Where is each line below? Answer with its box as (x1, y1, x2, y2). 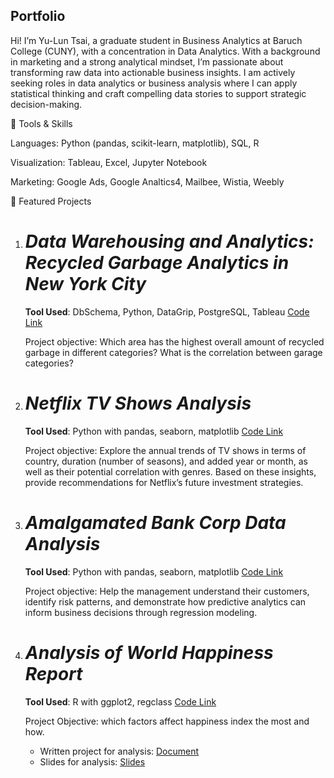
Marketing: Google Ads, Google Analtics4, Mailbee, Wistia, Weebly (10, 175, 285, 188)
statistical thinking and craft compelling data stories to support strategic (10, 87, 307, 99)
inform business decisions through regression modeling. (24, 606, 258, 618)
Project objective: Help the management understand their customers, (24, 585, 310, 597)
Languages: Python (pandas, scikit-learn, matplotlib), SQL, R (10, 137, 260, 149)
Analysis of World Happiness (24, 641, 274, 664)
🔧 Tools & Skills (10, 117, 73, 129)
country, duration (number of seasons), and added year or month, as (24, 455, 308, 467)
